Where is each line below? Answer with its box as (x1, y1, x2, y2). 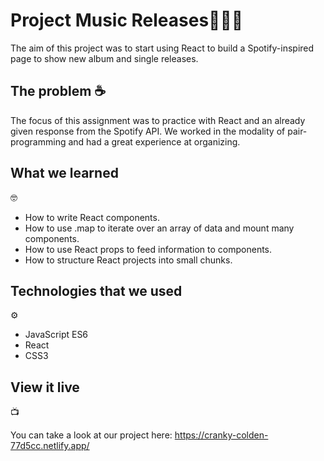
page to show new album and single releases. (10, 52, 199, 64)
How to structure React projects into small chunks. (24, 254, 233, 266)
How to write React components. (24, 211, 160, 223)
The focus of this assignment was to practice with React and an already (10, 114, 306, 126)
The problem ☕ (10, 83, 107, 100)
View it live (10, 379, 80, 396)
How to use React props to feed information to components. (24, 243, 273, 255)
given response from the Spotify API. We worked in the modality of (10, 125, 286, 137)
